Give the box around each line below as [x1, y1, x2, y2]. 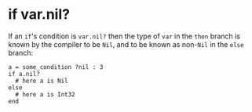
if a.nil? [8, 70, 41, 78]
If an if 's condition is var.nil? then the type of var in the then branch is [8, 31, 241, 41]
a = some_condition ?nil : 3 [8, 63, 104, 71]
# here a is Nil [15, 77, 68, 85]
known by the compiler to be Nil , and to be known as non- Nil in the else [8, 39, 245, 49]
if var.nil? [8, 5, 71, 23]
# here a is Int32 [15, 90, 76, 99]
